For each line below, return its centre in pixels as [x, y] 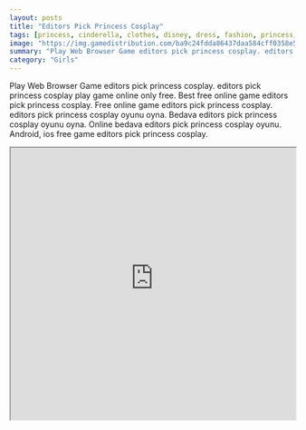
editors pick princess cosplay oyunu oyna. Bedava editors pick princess [143, 115]
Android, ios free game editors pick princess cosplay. [109, 134]
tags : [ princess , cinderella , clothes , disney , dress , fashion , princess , [153, 34]
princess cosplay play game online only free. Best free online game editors [149, 95]
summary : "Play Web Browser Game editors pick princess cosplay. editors [152, 52]
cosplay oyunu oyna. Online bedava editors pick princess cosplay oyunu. [146, 124]
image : [22, 43]
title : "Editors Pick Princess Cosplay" [87, 26]
